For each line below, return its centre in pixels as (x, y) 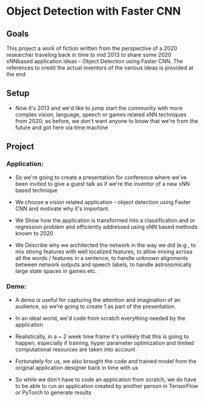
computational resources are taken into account (75, 349)
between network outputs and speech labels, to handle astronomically (103, 264)
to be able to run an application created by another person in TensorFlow (107, 386)
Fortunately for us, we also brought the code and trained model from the (106, 361)
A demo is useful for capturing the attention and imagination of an (98, 300)
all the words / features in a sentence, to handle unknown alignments (101, 258)
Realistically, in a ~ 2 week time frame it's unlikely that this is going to (102, 336)
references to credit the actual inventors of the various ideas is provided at (100, 68)
